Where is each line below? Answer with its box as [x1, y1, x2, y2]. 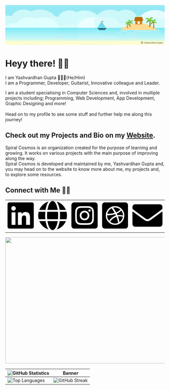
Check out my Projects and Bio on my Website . [5, 131, 156, 140]
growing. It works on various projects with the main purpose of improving [5, 150, 158, 156]
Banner [62, 370, 78, 376]
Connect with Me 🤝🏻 [5, 186, 71, 194]
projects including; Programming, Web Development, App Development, [5, 95, 155, 101]
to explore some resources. [5, 171, 62, 177]
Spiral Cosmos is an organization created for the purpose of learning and [5, 144, 158, 151]
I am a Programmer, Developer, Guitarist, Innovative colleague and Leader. [5, 80, 160, 86]
